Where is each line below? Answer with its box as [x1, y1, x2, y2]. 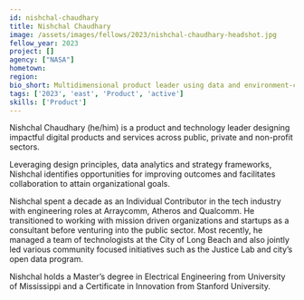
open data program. [9, 254, 84, 265]
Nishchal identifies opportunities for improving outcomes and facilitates [9, 169, 276, 179]
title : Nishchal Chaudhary [9, 22, 111, 31]
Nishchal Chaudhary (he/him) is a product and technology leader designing [9, 122, 290, 133]
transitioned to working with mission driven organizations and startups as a [9, 215, 290, 227]
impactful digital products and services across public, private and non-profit [9, 132, 294, 143]
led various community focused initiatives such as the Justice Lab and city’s [9, 244, 293, 255]
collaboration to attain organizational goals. [9, 179, 170, 189]
